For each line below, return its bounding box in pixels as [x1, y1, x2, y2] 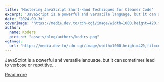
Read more [5, 71, 27, 77]
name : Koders [9, 30, 36, 35]
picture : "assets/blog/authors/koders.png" [9, 35, 99, 40]
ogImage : [5, 39, 23, 44]
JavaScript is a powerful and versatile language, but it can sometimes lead [5, 57, 155, 62]
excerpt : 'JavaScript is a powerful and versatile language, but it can [5, 12, 156, 17]
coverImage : [5, 20, 29, 26]
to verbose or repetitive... [5, 62, 56, 68]
